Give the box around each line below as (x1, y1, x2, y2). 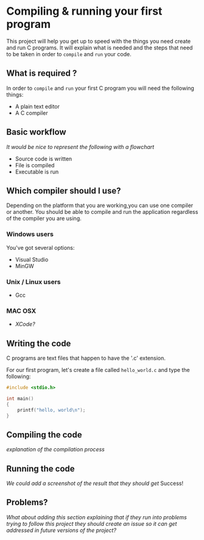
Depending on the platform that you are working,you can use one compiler (6, 202, 194, 209)
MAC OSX (6, 307, 37, 315)
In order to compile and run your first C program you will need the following (6, 84, 195, 92)
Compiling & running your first (6, 4, 163, 18)
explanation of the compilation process (6, 446, 105, 453)
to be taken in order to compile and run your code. (6, 50, 132, 57)
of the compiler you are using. (6, 215, 82, 222)
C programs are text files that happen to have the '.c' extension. (6, 354, 166, 362)
